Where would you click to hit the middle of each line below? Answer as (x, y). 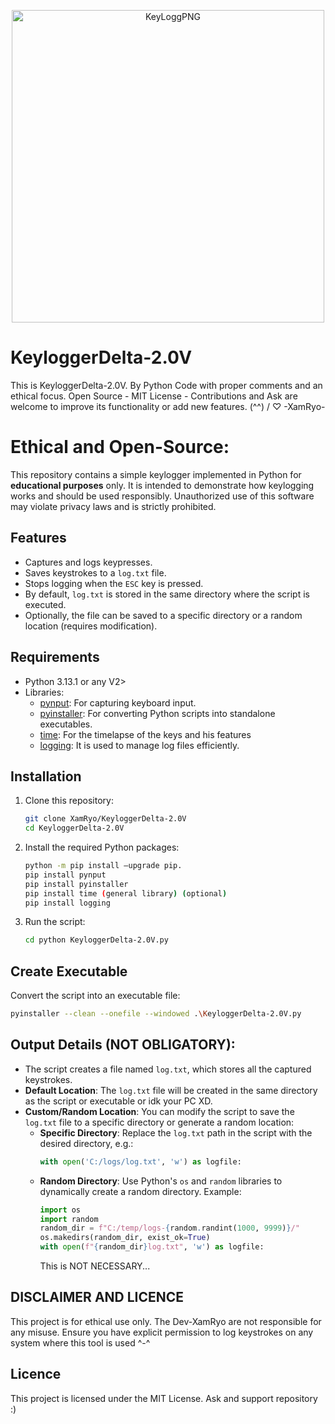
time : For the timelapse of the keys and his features (145, 734)
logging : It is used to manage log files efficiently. (139, 745)
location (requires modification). (91, 626)
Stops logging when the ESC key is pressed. (114, 583)
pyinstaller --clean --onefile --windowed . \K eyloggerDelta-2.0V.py (156, 1014)
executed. (45, 604)
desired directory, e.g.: (86, 1143)
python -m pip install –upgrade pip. (103, 866)
